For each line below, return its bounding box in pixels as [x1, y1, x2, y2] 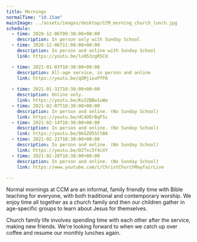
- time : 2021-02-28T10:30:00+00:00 [11, 153, 100, 159]
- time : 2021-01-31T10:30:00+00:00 [11, 86, 100, 93]
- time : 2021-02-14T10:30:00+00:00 [11, 120, 100, 125]
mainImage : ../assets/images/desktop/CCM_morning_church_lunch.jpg [6, 20, 178, 26]
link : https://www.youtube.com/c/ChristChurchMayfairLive [17, 164, 164, 170]
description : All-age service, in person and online [17, 69, 151, 75]
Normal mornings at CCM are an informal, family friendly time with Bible [6, 186, 183, 193]
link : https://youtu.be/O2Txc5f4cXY [17, 147, 109, 153]
